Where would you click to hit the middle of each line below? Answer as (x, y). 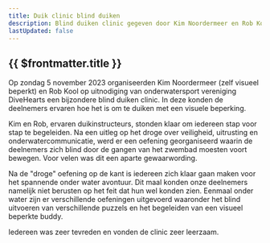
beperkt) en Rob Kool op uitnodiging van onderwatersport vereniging (123, 91)
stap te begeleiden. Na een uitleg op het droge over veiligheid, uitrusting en (133, 133)
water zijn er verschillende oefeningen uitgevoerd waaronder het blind (125, 200)
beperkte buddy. (36, 216)
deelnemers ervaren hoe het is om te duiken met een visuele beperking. (127, 109)
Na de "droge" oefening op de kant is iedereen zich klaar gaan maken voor (132, 174)
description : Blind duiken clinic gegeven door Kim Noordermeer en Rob (131, 23)
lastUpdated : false (41, 31)
